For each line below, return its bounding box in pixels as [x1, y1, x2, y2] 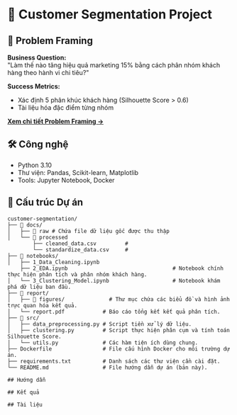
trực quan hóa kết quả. [7, 302, 78, 309]
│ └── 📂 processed [7, 234, 69, 241]
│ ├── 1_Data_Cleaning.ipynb [7, 258, 100, 266]
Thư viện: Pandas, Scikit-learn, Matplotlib [17, 168, 139, 176]
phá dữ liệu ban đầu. [7, 283, 72, 290]
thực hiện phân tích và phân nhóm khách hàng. [7, 271, 148, 278]
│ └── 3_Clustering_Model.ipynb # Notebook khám [7, 277, 221, 284]
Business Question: [7, 53, 67, 62]
